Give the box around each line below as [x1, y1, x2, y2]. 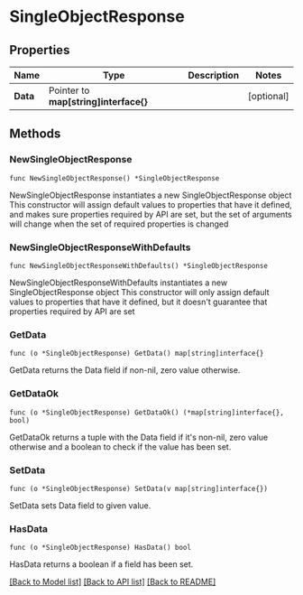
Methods [9, 126, 61, 142]
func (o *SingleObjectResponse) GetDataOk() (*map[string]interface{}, [9, 408, 284, 417]
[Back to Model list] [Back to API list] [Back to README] [9, 576, 216, 588]
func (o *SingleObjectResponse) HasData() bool [9, 544, 192, 553]
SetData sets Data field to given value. [9, 499, 151, 511]
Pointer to [48, 84, 90, 97]
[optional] [247, 90, 289, 102]
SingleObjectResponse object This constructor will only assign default [9, 286, 270, 297]
